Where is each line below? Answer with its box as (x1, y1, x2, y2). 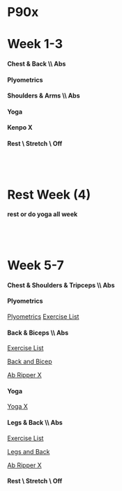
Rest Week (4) (7, 186, 91, 202)
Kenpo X (7, 123, 33, 132)
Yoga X (7, 402, 28, 411)
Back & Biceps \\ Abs (7, 328, 69, 337)
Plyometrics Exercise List (7, 312, 79, 321)
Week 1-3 (7, 36, 63, 52)
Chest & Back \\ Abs (7, 59, 66, 68)
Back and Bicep (7, 357, 52, 366)
